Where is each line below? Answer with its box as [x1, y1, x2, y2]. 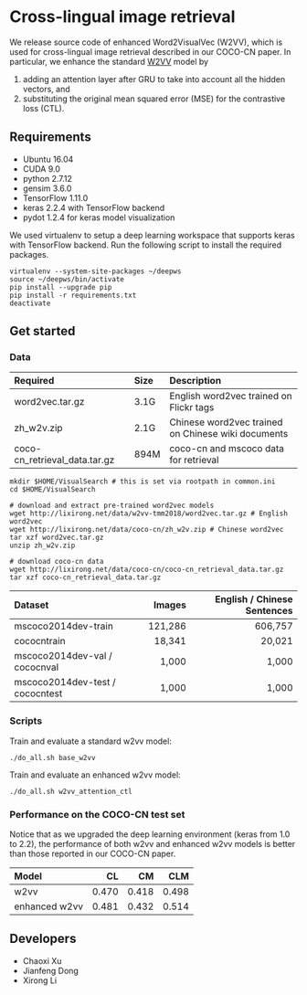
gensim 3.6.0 [22, 183, 72, 194]
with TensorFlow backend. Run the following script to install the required [9, 239, 282, 250]
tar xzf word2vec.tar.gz [9, 533, 104, 543]
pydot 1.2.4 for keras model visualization [22, 212, 175, 223]
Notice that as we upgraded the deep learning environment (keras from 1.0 [9, 829, 291, 840]
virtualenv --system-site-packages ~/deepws [9, 267, 182, 276]
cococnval [14, 661, 59, 673]
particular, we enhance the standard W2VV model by [9, 56, 208, 67]
